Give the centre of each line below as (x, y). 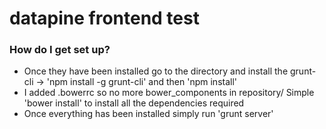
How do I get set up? (60, 50)
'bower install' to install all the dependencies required (134, 103)
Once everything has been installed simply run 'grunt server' (148, 114)
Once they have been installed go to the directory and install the (156, 71)
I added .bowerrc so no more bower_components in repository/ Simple (169, 93)
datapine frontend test (104, 18)
